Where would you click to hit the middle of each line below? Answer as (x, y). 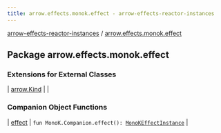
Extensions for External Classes (62, 74)
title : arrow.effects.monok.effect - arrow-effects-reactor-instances (111, 13)
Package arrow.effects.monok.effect (88, 55)
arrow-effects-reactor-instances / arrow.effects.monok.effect (94, 33)
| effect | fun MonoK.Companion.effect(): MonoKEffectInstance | (98, 122)
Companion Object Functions (57, 108)
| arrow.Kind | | (28, 90)
